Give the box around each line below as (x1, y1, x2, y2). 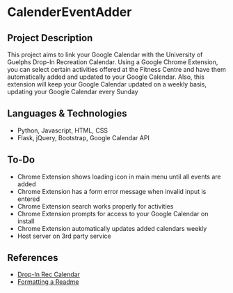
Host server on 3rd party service (17, 232, 111, 240)
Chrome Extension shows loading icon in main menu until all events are (17, 172, 221, 181)
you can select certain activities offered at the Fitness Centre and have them (7, 66, 226, 73)
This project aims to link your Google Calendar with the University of (7, 50, 203, 59)
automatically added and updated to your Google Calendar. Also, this (7, 73, 205, 81)
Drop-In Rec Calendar (17, 270, 80, 279)
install (17, 217, 35, 225)
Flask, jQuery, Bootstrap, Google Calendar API (17, 133, 150, 142)
